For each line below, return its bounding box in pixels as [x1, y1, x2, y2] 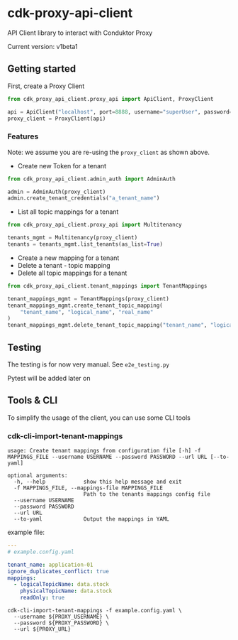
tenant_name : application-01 [7, 561, 93, 568]
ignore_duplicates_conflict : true [7, 568, 110, 575]
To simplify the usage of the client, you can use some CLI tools [7, 413, 191, 422]
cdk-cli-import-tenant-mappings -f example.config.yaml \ [7, 607, 182, 614]
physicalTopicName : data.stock [20, 587, 113, 595]
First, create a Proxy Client [7, 82, 85, 90]
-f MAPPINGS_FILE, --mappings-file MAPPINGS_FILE [13, 484, 163, 492]
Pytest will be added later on [7, 374, 91, 382]
